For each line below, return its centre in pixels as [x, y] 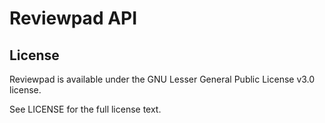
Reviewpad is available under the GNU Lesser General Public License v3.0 [162, 79]
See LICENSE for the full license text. [85, 109]
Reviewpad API [73, 18]
